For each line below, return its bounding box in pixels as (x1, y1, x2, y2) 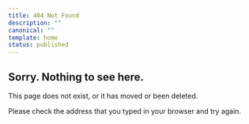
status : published (8, 41, 69, 49)
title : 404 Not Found (8, 11, 80, 20)
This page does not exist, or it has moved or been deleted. (8, 91, 198, 100)
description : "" (8, 19, 62, 27)
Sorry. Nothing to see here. (8, 70, 145, 84)
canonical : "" (8, 26, 55, 34)
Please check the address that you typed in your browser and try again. (8, 106, 241, 115)
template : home (8, 33, 58, 42)
